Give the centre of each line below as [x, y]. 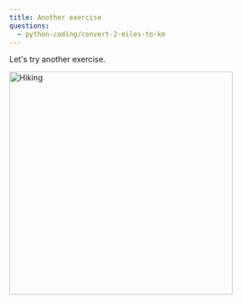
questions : [29, 26]
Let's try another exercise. [58, 60]
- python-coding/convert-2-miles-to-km [92, 34]
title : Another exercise [55, 17]
